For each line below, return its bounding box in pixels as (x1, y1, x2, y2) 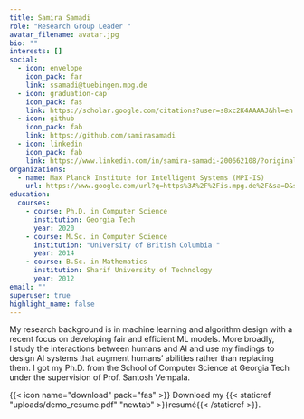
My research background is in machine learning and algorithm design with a (9, 324, 293, 335)
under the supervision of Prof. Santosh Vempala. (9, 372, 191, 383)
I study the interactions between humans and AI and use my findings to (9, 343, 275, 354)
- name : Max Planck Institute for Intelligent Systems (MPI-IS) (17, 173, 265, 182)
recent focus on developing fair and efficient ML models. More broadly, (9, 334, 275, 345)
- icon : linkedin (17, 139, 83, 148)
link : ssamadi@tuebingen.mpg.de (25, 81, 147, 90)
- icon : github (17, 114, 75, 123)
